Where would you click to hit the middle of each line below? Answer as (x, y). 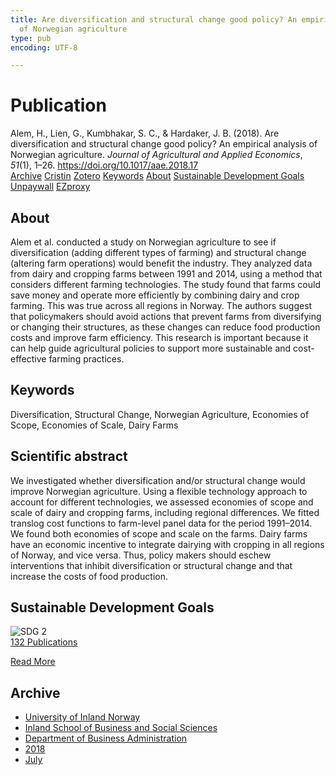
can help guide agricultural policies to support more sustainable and (151, 348)
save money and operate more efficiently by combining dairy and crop (155, 295)
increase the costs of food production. (89, 576)
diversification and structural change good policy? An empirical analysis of (164, 144)
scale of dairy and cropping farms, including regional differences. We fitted (165, 512)
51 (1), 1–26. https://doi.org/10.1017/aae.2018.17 (104, 165)
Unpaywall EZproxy (50, 187)
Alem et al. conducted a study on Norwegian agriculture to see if (143, 242)
